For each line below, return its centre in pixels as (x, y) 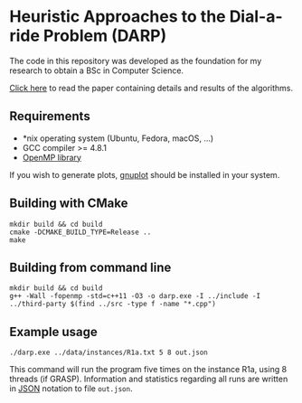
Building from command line (90, 267)
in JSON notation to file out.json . (71, 389)
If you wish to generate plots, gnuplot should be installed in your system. (145, 174)
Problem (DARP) (105, 36)
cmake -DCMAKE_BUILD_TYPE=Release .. (80, 232)
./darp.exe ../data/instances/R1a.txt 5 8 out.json (109, 353)
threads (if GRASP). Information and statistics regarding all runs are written (149, 379)
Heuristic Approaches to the (118, 17)
